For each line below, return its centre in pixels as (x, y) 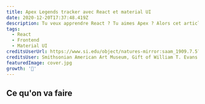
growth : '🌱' (21, 68)
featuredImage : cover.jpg (39, 63)
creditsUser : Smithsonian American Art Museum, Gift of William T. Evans (102, 57)
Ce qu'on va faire (39, 93)
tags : (13, 29)
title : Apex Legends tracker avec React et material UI (79, 12)
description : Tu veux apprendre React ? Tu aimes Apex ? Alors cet (94, 23)
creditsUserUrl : (27, 52)
